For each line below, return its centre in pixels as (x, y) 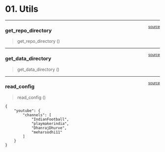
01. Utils (22, 9)
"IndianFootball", (50, 119)
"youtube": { (27, 111)
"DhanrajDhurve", (49, 128)
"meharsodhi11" (47, 132)
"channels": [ (37, 115)
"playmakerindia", (50, 123)
